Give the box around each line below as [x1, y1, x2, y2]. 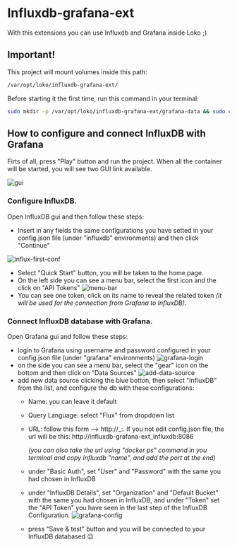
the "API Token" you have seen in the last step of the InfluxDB [28, 503, 208, 512]
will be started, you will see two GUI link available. [7, 165, 152, 173]
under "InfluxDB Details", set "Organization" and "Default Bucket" [28, 488, 219, 497]
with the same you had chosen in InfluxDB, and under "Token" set [28, 495, 220, 504]
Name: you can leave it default [28, 397, 117, 405]
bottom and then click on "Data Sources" [17, 368, 137, 376]
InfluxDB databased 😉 [28, 532, 94, 541]
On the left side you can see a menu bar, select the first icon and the [17, 276, 217, 284]
